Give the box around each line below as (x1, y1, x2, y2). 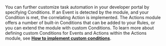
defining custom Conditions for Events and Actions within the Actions (5, 30, 147, 36)
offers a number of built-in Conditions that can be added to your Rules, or (5, 20, 155, 25)
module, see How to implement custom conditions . (5, 35, 111, 41)
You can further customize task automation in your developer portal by (5, 4, 150, 10)
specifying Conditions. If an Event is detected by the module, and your (5, 9, 149, 15)
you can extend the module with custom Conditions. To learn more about (5, 25, 154, 31)
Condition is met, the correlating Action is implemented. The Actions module (5, 15, 161, 20)
